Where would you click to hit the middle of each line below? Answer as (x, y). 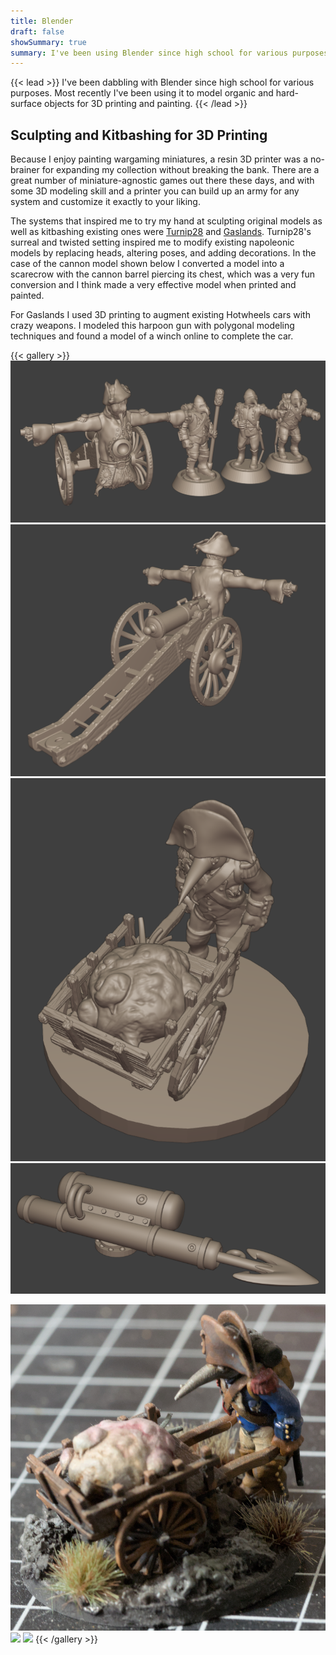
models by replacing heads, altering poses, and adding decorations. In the (163, 253)
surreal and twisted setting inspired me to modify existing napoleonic (152, 242)
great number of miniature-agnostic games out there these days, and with (162, 181)
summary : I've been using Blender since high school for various (149, 53)
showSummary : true (48, 42)
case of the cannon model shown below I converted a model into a (147, 264)
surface (26, 104)
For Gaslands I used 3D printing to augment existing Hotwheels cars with (160, 315)
